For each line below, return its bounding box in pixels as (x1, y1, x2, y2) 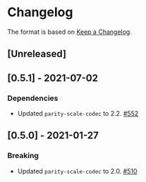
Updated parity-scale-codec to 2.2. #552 (17, 109, 139, 118)
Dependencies (7, 93, 59, 103)
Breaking (7, 151, 39, 161)
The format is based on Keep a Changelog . (7, 28, 132, 36)
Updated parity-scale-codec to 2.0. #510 (17, 166, 138, 175)
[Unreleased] (7, 48, 67, 60)
